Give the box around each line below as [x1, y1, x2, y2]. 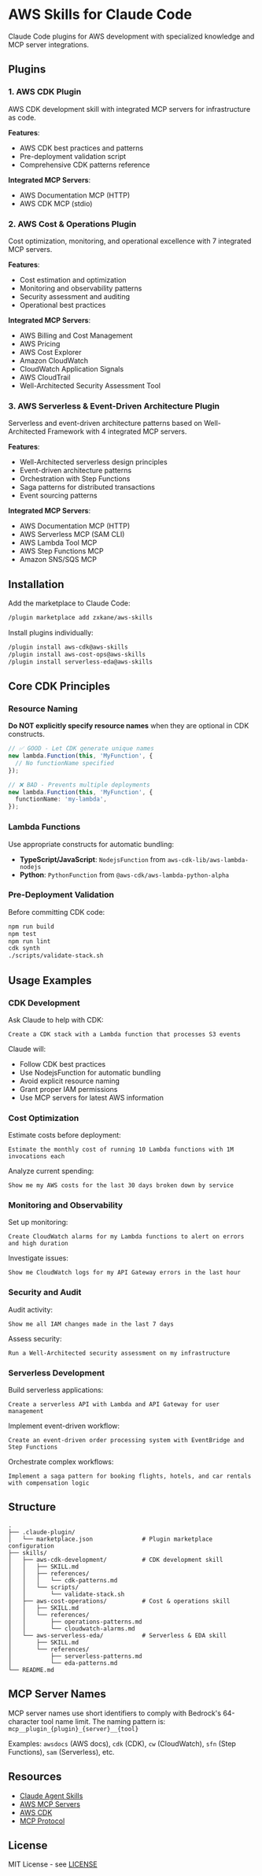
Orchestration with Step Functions [19, 474, 131, 483]
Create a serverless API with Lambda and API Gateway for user [8, 1401, 220, 1408]
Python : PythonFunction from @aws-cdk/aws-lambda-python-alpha [19, 870, 230, 879]
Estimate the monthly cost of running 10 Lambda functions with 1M [8, 1145, 234, 1154]
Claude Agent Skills [19, 1791, 83, 1800]
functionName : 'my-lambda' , [15, 795, 108, 804]
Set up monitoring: [8, 1218, 68, 1227]
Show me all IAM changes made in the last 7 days [8, 1320, 175, 1328]
